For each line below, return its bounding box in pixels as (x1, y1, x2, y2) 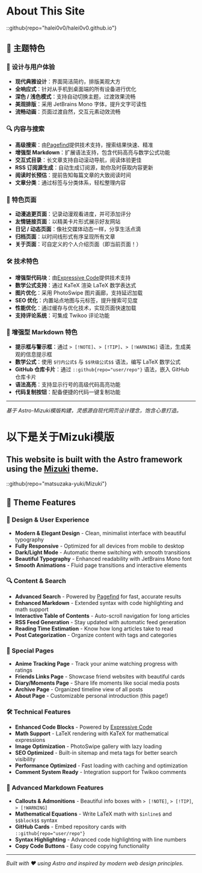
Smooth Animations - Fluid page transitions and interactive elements (14, 561, 188, 569)
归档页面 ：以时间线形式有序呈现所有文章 (14, 233, 115, 240)
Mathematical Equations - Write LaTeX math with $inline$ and (14, 810, 173, 817)
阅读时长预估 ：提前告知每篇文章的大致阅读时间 (14, 171, 131, 179)
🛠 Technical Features (6, 708, 71, 716)
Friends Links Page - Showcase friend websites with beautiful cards (14, 673, 185, 680)
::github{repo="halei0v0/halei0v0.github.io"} (6, 24, 117, 31)
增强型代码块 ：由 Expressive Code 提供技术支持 (14, 273, 131, 281)
